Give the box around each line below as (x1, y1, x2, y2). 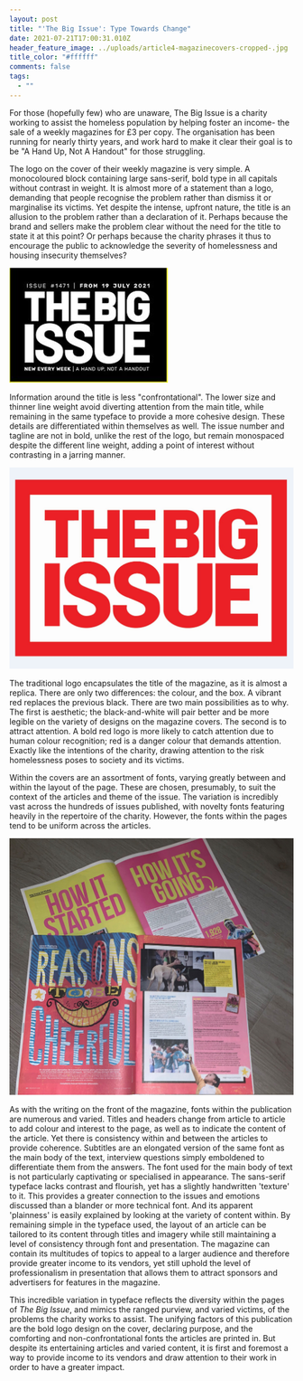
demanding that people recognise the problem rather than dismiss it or (9, 192, 272, 203)
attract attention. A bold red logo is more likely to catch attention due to (9, 725, 274, 736)
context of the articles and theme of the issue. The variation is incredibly (9, 791, 279, 802)
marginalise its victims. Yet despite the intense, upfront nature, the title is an (9, 202, 291, 213)
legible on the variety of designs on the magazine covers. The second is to (9, 715, 287, 727)
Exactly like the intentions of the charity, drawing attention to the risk (9, 744, 264, 755)
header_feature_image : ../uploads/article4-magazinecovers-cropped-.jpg (9, 43, 289, 52)
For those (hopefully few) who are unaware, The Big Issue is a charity (9, 107, 268, 118)
